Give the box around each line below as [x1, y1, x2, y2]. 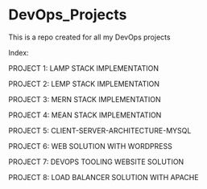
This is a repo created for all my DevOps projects [8, 32, 171, 42]
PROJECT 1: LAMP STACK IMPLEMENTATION [8, 63, 159, 73]
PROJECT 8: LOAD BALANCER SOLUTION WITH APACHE [8, 172, 199, 182]
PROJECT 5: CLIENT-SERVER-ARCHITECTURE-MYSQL [8, 125, 192, 135]
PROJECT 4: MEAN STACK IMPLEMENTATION [8, 110, 162, 120]
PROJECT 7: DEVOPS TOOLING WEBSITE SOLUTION [8, 157, 184, 166]
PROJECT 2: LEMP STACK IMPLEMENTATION [8, 79, 159, 88]
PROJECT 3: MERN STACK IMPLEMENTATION [8, 94, 161, 104]
